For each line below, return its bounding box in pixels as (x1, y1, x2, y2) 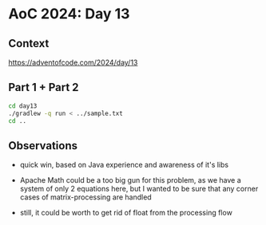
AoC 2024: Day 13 (8, 5, 130, 23)
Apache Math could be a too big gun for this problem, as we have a (19, 176, 241, 185)
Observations (8, 139, 78, 152)
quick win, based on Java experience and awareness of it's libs (19, 160, 229, 170)
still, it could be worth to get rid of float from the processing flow (19, 208, 233, 218)
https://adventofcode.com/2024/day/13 (8, 57, 138, 67)
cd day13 (8, 101, 38, 110)
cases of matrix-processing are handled (19, 192, 152, 202)
